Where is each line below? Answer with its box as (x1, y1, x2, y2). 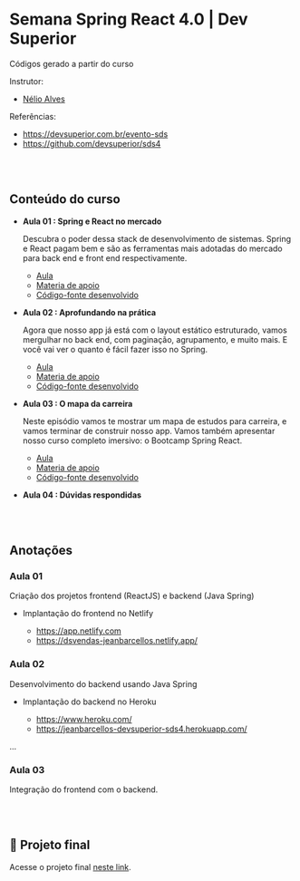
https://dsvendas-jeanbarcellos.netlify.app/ (35, 635, 198, 646)
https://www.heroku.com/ (35, 713, 133, 724)
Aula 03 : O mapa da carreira (22, 398, 133, 409)
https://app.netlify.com (35, 625, 122, 636)
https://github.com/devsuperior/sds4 (22, 138, 161, 149)
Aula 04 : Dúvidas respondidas (22, 489, 142, 500)
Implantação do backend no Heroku (22, 696, 157, 707)
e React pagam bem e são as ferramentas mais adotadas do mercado (22, 243, 283, 254)
